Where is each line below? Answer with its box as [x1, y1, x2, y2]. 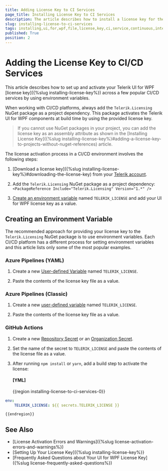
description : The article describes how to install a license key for [5, 17, 155, 22]
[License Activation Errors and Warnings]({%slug [12, 439, 114, 445]
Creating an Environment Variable [5, 215, 113, 223]
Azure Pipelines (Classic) [5, 290, 68, 297]
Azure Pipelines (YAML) [5, 257, 64, 264]
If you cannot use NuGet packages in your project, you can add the [17, 125, 156, 131]
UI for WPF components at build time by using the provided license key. [5, 115, 152, 121]
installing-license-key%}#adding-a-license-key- [61, 136, 161, 142]
